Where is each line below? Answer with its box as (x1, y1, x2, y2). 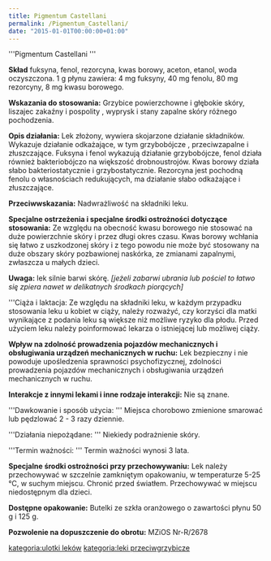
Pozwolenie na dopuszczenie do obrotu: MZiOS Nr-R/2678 (8, 528, 209, 537)
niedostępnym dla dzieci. (8, 487, 92, 497)
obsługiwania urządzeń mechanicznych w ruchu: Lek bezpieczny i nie (8, 348, 249, 358)
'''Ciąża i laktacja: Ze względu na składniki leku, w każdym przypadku (8, 298, 242, 307)
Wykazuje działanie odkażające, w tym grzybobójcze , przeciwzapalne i (8, 140, 249, 150)
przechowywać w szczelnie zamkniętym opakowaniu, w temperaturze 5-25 (8, 470, 261, 480)
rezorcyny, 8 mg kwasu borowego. (8, 82, 124, 92)
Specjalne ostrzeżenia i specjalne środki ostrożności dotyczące (8, 215, 228, 224)
